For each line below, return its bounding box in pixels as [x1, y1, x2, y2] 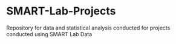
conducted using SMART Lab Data [6, 30, 93, 37]
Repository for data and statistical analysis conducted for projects [6, 24, 171, 31]
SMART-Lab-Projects [6, 4, 116, 18]
